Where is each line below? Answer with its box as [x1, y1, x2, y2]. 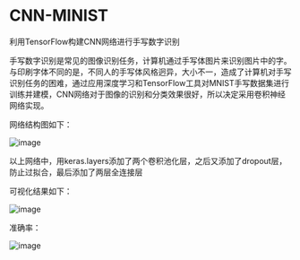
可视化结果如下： [9, 186, 73, 196]
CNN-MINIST [9, 5, 109, 26]
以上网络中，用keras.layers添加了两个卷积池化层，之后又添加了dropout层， [9, 155, 287, 166]
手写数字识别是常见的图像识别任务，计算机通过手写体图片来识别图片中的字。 [9, 55, 292, 65]
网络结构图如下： [9, 118, 73, 130]
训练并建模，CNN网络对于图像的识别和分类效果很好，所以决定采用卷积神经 [9, 89, 287, 100]
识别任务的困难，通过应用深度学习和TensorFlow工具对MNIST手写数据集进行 [9, 77, 289, 88]
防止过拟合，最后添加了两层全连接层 [9, 167, 143, 178]
